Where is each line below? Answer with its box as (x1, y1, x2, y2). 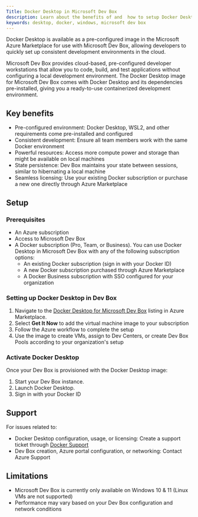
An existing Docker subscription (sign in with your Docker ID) (23, 260, 172, 267)
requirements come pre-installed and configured (14, 131, 133, 138)
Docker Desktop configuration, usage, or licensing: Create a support (14, 435, 181, 442)
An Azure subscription (14, 229, 70, 236)
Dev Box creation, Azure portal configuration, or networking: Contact (14, 447, 182, 455)
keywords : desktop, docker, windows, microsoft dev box (6, 19, 146, 25)
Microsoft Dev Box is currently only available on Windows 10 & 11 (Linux (14, 487, 189, 494)
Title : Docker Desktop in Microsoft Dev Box (6, 8, 117, 15)
